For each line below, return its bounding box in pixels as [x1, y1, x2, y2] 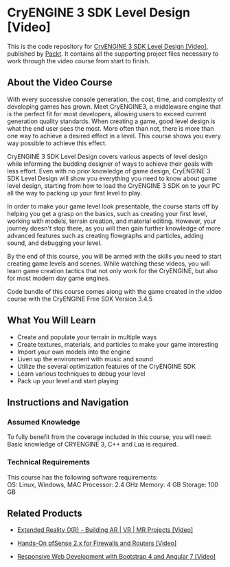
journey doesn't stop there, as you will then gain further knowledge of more [7, 224, 221, 232]
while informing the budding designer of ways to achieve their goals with [7, 160, 213, 168]
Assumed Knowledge [7, 417, 80, 427]
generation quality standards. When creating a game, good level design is [7, 117, 216, 125]
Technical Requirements [7, 458, 91, 467]
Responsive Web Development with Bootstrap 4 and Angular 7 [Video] [16, 553, 216, 561]
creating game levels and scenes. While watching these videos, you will [7, 259, 210, 268]
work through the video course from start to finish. [7, 56, 150, 65]
